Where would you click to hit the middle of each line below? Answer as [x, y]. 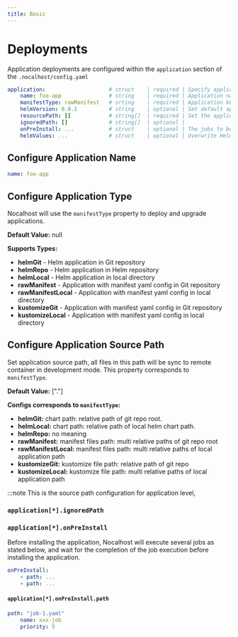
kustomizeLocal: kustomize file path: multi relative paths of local [112, 471]
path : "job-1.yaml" [36, 613]
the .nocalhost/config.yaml [48, 76]
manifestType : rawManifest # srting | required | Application [121, 103]
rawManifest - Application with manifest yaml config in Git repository [119, 285]
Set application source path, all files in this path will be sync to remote [109, 362]
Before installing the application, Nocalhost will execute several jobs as [111, 542]
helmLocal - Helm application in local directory [86, 277]
